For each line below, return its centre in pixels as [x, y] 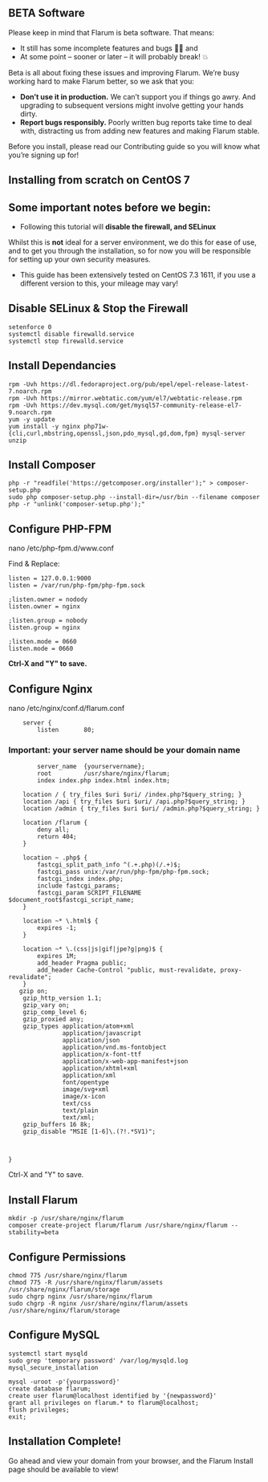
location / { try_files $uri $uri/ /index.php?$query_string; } [132, 795]
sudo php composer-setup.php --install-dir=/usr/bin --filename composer [134, 497]
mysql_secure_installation [53, 1367]
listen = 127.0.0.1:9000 [50, 579]
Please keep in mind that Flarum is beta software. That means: [112, 32]
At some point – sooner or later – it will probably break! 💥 [114, 56]
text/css [77, 1104]
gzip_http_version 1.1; [63, 998]
